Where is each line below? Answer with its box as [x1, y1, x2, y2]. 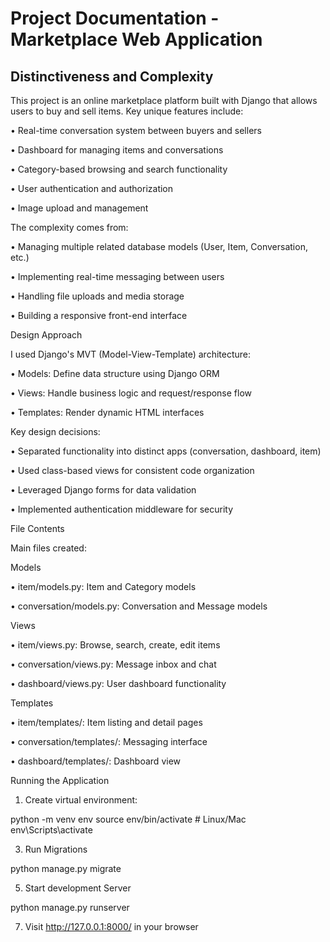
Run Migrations [24, 843, 88, 855]
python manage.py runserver [10, 902, 130, 913]
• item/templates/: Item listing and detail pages [10, 717, 203, 728]
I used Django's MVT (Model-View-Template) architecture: [10, 348, 252, 360]
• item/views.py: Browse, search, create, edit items [10, 639, 221, 651]
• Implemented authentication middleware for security [10, 503, 234, 515]
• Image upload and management [10, 202, 149, 214]
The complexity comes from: [10, 222, 129, 233]
